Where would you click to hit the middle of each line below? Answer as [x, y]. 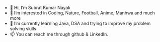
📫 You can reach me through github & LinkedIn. [59, 34]
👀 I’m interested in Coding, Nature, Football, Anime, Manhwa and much [82, 13]
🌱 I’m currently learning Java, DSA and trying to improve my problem [80, 23]
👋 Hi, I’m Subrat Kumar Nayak [40, 8]
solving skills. [24, 29]
